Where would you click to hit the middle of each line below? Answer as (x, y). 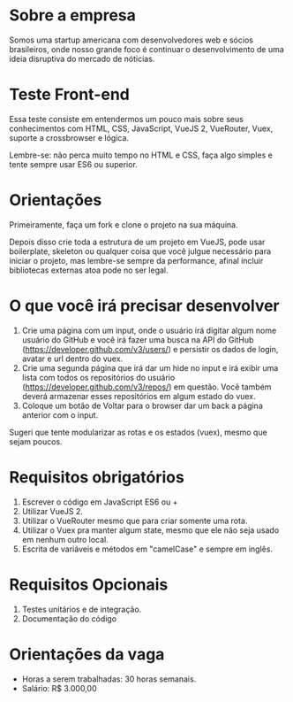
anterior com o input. (60, 415)
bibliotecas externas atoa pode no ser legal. (89, 270)
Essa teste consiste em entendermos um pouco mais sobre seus (127, 119)
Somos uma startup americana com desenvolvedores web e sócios (131, 40)
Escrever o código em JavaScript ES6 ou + (100, 502)
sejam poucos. (36, 441)
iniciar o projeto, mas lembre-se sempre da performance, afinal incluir (136, 260)
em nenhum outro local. (65, 539)
